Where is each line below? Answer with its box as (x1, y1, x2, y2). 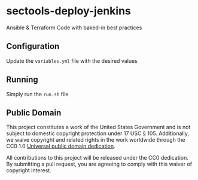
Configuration (6, 41, 60, 51)
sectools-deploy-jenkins (6, 4, 132, 18)
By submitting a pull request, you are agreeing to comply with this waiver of (6, 160, 193, 168)
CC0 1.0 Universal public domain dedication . (6, 142, 115, 150)
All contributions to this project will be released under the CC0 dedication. (6, 154, 188, 161)
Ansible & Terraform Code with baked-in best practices (6, 24, 142, 31)
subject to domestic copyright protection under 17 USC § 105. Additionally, (6, 130, 190, 137)
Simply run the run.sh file (6, 90, 69, 97)
